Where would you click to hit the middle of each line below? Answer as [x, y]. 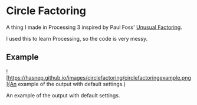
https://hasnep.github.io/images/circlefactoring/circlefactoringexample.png [100, 77]
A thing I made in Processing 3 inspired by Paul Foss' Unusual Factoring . [94, 27]
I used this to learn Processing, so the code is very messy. [77, 38]
